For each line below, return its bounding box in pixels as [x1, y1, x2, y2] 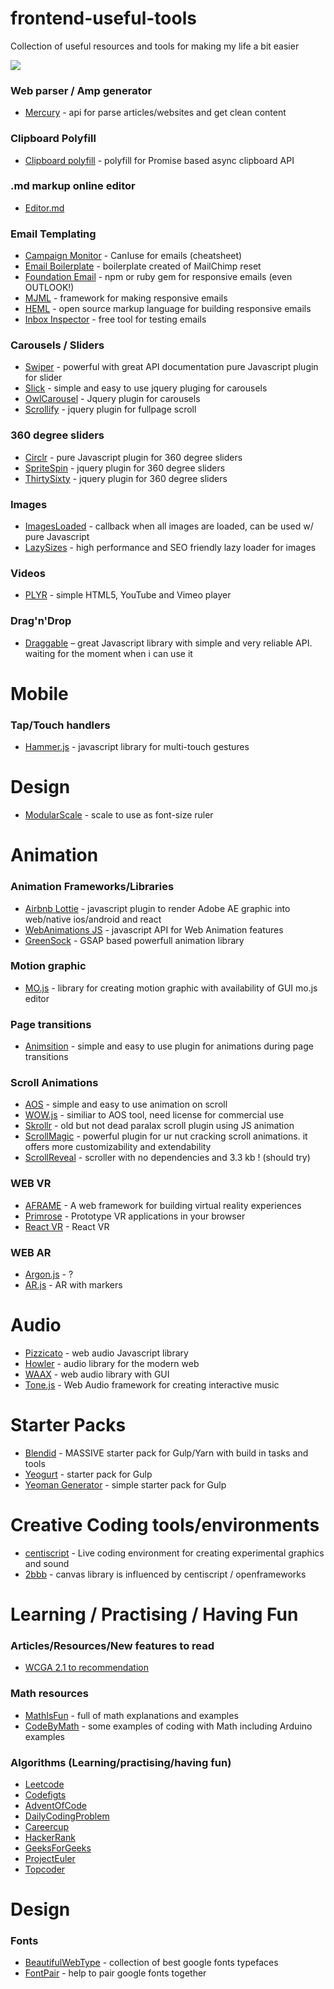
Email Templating [10, 227, 97, 241]
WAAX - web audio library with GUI [24, 1368, 170, 1380]
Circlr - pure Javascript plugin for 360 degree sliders [24, 451, 243, 463]
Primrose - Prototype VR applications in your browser [24, 1210, 246, 1222]
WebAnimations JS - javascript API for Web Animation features [24, 923, 284, 936]
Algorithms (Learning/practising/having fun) [10, 1755, 232, 1769]
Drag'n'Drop [10, 614, 72, 628]
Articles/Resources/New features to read [10, 1638, 215, 1652]
